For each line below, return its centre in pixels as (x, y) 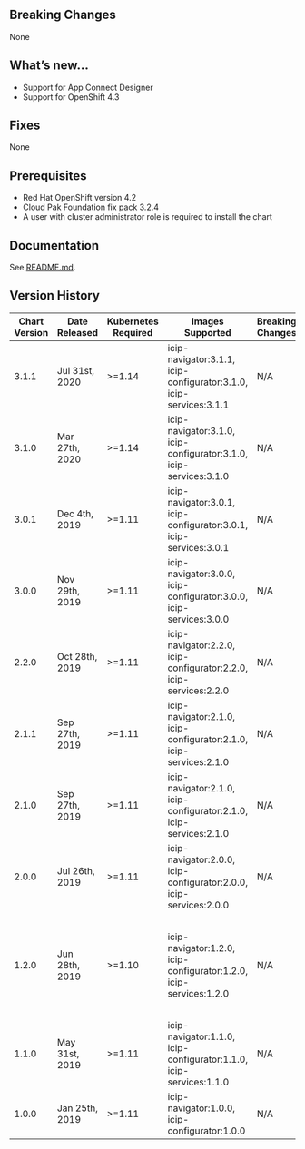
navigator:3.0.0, (202, 574)
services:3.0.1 (198, 547)
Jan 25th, (78, 1108)
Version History (54, 295)
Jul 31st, (76, 370)
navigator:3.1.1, (202, 359)
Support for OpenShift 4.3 (71, 97)
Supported (208, 332)
